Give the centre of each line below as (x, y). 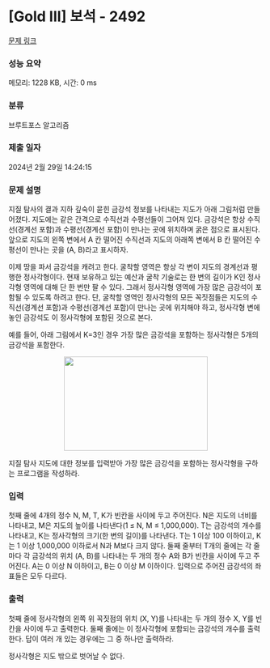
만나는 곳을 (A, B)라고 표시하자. (79, 250)
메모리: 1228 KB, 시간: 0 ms (53, 83)
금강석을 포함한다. (37, 345)
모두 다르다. (48, 577)
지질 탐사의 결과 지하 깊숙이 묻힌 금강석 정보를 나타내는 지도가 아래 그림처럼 (127, 209)
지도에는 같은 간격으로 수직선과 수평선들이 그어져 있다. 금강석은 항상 (139, 219)
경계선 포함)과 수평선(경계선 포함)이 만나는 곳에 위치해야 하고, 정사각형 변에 (142, 308)
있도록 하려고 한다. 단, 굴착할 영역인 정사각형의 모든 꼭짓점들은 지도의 (141, 297)
